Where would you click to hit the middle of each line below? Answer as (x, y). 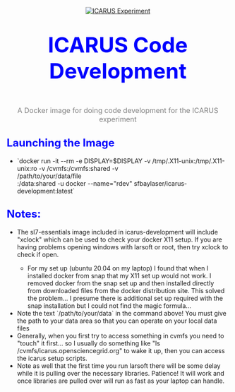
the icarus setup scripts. (52, 358)
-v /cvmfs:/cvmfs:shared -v (78, 168)
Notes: (24, 214)
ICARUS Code (118, 45)
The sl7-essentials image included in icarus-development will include (117, 232)
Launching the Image (61, 143)
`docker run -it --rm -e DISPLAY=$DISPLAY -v (84, 161)
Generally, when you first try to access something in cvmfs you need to (120, 335)
